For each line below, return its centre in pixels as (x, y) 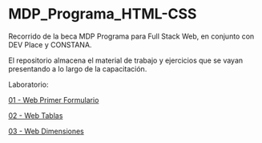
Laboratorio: (28, 84)
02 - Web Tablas (36, 115)
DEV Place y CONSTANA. (50, 44)
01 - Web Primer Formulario (54, 100)
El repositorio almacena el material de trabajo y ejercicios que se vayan (126, 60)
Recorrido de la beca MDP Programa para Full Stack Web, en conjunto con (131, 36)
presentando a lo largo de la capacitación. (78, 68)
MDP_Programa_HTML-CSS (103, 14)
